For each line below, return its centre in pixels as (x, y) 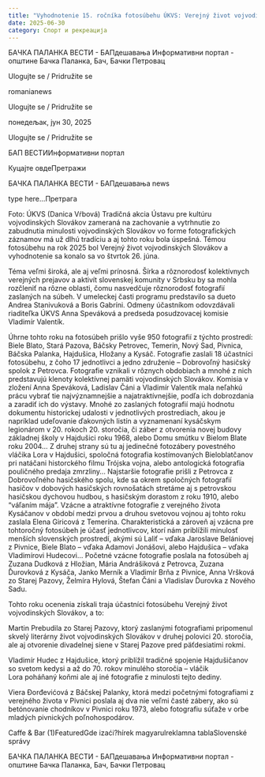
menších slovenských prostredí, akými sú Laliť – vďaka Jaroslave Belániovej (131, 539)
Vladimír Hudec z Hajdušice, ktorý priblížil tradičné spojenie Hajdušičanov (128, 660)
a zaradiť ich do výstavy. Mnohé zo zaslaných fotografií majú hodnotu (121, 405)
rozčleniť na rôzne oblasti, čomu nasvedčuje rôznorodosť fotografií (116, 289)
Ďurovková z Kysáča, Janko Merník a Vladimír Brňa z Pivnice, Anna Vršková (131, 572)
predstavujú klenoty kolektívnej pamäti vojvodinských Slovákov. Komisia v (128, 379)
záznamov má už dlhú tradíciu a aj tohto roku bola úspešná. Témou (117, 240)
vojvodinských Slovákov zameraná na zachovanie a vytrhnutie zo (114, 223)
